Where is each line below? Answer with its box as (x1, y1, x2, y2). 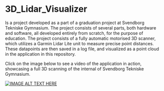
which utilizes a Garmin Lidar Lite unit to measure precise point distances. (5, 40, 154, 46)
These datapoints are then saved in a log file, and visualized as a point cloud (5, 46, 159, 52)
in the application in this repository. (5, 51, 76, 57)
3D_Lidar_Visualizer (5, 3, 87, 15)
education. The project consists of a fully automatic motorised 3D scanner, (5, 35, 156, 41)
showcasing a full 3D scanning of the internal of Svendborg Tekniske (5, 65, 144, 72)
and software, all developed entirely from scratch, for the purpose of (5, 30, 143, 36)
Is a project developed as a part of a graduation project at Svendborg (5, 20, 144, 26)
